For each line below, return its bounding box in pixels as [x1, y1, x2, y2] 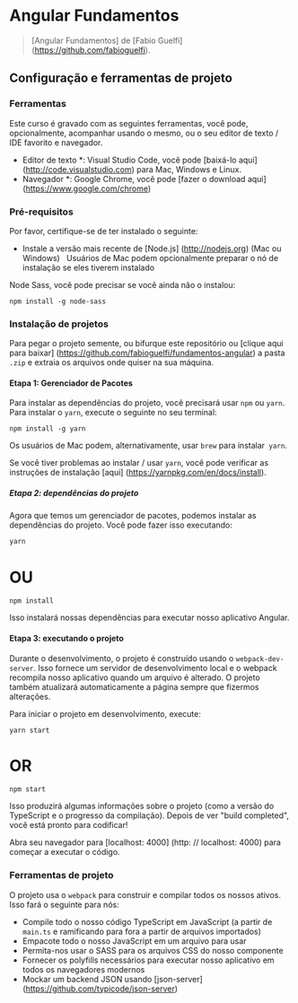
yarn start [9, 726, 50, 735]
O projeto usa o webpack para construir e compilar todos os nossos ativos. [9, 889, 281, 900]
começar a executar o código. [9, 847, 120, 858]
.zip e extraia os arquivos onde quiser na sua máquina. [9, 357, 214, 368]
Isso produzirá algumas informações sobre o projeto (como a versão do [9, 800, 275, 812]
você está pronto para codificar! [9, 820, 128, 831]
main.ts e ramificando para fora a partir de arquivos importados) [22, 926, 262, 937]
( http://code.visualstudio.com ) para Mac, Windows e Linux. [22, 163, 242, 175]
